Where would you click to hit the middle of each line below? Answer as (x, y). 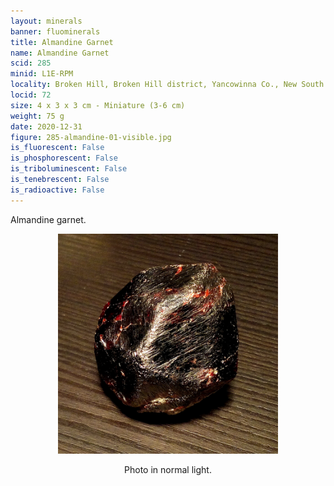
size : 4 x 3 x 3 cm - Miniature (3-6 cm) (98, 105)
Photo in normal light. (168, 470)
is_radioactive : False (57, 190)
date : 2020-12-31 (46, 126)
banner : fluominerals (55, 31)
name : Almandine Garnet (60, 53)
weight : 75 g (37, 116)
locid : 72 (31, 95)
